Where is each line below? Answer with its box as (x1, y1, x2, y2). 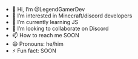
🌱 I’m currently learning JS (11, 19, 79, 25)
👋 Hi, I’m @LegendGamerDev (11, 6, 85, 13)
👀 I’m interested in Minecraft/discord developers (11, 12, 133, 19)
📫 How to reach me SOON (11, 32, 80, 39)
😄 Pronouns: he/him (11, 40, 64, 48)
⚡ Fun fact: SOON (11, 47, 56, 54)
